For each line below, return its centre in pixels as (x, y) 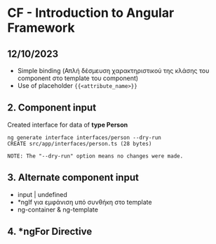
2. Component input (52, 108)
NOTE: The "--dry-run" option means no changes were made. (95, 156)
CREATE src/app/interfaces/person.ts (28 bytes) (80, 143)
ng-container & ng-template (58, 210)
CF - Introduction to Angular (91, 13)
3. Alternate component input (73, 178)
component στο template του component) (78, 78)
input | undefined (42, 194)
